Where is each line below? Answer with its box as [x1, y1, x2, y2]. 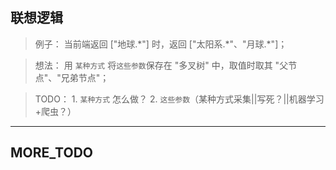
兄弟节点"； [60, 71, 110, 83]
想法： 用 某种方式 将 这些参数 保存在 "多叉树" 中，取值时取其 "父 [34, 59, 289, 71]
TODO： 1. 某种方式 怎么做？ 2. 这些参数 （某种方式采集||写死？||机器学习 [34, 93, 325, 105]
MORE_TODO [10, 144, 93, 162]
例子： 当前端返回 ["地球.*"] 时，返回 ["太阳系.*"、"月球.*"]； [34, 38, 288, 50]
